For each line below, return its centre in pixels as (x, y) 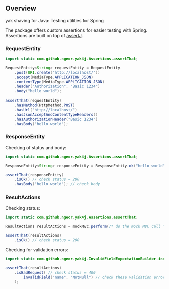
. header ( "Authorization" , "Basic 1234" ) (57, 87)
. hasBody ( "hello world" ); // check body (57, 184)
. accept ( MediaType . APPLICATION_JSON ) (54, 77)
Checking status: (23, 208)
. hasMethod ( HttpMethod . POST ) (45, 105)
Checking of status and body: (36, 147)
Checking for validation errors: (37, 250)
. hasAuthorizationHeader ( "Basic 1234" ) (56, 119)
